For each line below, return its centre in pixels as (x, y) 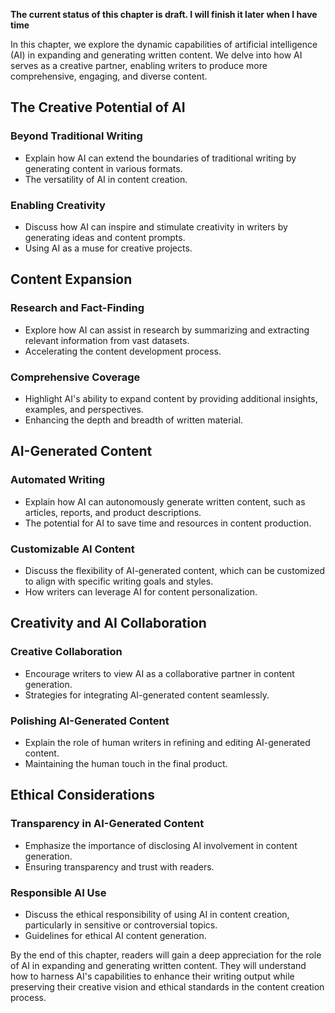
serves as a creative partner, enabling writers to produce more (139, 65)
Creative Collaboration (66, 652)
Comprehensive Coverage (75, 377)
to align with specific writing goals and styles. (119, 581)
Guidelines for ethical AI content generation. (115, 935)
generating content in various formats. (103, 168)
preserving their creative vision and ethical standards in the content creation (167, 986)
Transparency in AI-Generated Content (107, 824)
